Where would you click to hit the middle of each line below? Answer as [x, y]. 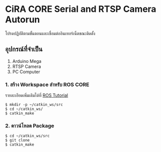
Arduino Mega [27, 61]
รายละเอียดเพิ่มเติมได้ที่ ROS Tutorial [37, 96]
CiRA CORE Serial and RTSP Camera [81, 9]
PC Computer [26, 72]
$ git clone [17, 140]
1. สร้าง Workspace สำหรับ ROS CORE [47, 84]
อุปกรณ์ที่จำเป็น [24, 49]
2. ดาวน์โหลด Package [30, 126]
